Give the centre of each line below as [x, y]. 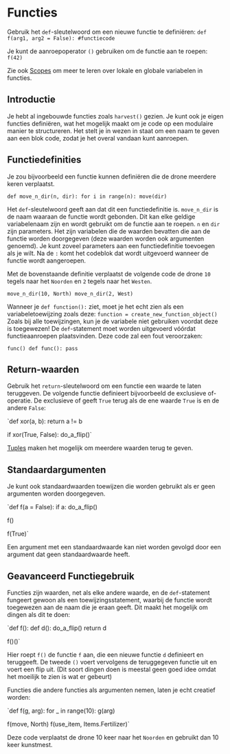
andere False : [26, 408]
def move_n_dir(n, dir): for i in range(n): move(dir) [87, 196]
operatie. [20, 400]
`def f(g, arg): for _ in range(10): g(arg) [61, 711]
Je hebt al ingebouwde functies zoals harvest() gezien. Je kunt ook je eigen [115, 116]
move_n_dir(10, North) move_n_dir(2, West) [70, 294]
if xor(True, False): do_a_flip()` [50, 435]
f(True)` [18, 534]
